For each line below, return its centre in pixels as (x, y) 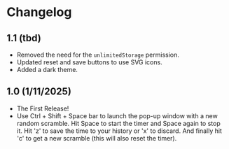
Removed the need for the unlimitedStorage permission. (98, 55)
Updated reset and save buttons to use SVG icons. (89, 62)
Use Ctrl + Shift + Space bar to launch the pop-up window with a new (117, 115)
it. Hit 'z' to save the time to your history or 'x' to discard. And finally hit (119, 131)
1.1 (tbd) (24, 38)
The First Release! (43, 108)
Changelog (39, 12)
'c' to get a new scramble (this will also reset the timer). (97, 138)
